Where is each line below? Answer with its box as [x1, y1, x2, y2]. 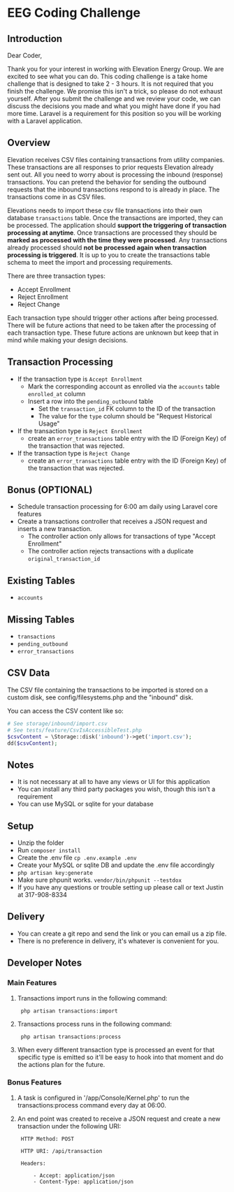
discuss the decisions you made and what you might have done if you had [7, 102, 221, 110]
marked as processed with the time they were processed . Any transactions [7, 235, 228, 244]
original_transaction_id [27, 555, 101, 563]
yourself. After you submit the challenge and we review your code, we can [7, 94, 221, 103]
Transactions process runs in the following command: [17, 1019, 173, 1028]
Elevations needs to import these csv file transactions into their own [7, 206, 203, 215]
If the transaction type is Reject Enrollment [17, 426, 143, 435]
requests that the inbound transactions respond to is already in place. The [7, 185, 220, 194]
